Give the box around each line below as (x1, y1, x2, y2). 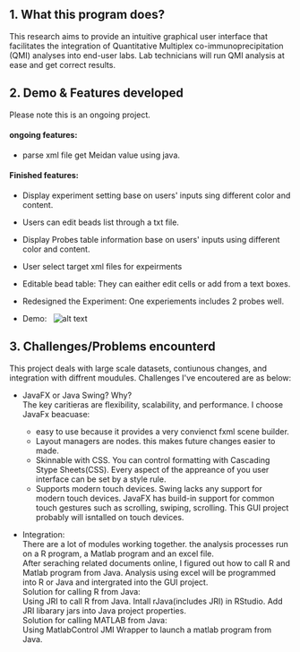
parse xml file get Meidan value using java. (21, 150, 181, 160)
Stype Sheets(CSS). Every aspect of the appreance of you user (35, 464, 270, 475)
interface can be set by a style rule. (35, 474, 167, 485)
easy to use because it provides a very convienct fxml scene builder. (35, 425, 289, 437)
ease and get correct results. (9, 59, 116, 70)
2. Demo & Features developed (9, 85, 184, 101)
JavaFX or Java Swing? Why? (21, 390, 133, 400)
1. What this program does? (9, 7, 166, 22)
